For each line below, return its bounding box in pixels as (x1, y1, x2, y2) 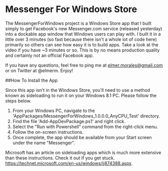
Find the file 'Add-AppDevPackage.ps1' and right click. (12, 118, 126, 124)
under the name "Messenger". (12, 140, 75, 146)
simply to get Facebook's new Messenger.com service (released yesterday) (5, 25, 162, 31)
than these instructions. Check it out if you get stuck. (5, 155, 115, 161)
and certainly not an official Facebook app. (5, 52, 94, 59)
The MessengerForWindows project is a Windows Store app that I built (5, 20, 152, 26)
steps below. (5, 97, 32, 104)
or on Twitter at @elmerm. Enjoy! (5, 67, 73, 74)
